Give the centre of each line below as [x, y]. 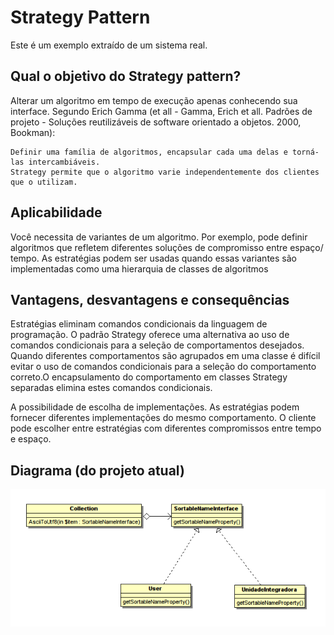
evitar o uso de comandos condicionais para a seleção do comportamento [163, 367]
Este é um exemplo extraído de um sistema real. [109, 45]
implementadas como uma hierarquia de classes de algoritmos [139, 268]
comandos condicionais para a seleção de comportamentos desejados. [157, 345]
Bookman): [33, 132]
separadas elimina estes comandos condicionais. [111, 388]
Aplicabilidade [56, 212]
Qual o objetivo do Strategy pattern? [126, 76]
